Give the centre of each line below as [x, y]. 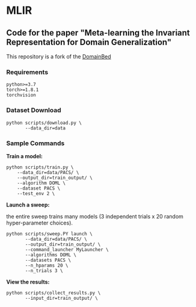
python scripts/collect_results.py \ [54, 293]
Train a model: [25, 156]
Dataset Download [34, 110]
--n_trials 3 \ [44, 271]
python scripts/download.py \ [44, 123]
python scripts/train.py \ [40, 167]
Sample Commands [35, 143]
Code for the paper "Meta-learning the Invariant [98, 33]
